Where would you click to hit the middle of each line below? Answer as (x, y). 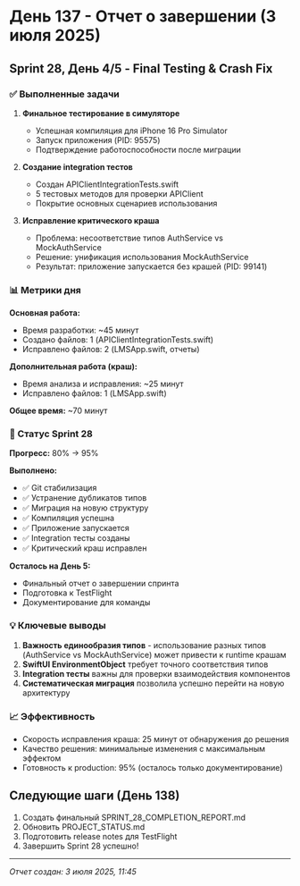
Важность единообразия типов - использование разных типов (144, 645)
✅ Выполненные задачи (65, 94)
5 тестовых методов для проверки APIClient (119, 193)
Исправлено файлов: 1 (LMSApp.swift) (94, 393)
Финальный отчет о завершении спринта (100, 584)
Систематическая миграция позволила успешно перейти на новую (153, 683)
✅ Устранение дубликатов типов (84, 498)
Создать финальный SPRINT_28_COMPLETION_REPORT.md (134, 817)
